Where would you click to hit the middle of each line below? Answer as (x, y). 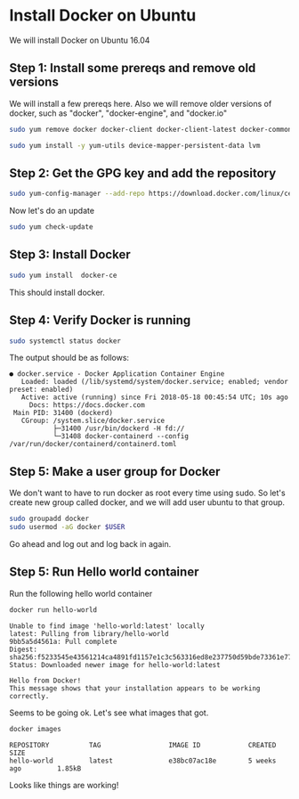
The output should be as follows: (69, 358)
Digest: (24, 649)
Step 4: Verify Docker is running (100, 320)
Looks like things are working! (64, 785)
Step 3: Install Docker (70, 255)
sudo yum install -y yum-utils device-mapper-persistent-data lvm (135, 145)
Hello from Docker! (45, 681)
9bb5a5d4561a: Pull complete (63, 641)
